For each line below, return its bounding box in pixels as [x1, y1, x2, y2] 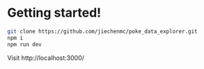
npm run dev [7, 40, 42, 48]
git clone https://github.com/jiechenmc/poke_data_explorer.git [7, 28, 198, 35]
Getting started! [7, 5, 102, 21]
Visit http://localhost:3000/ [7, 54, 85, 62]
